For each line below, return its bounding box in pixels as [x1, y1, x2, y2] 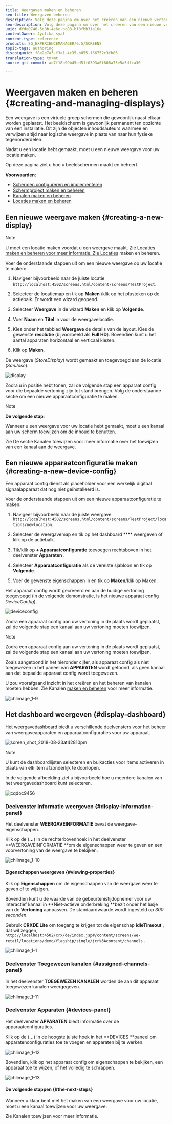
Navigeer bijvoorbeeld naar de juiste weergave [12, 511, 112, 517]
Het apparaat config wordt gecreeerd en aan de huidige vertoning [5, 587, 144, 593]
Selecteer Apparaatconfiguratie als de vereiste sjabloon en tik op [12, 562, 152, 568]
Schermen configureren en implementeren [12, 182, 102, 188]
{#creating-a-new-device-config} [5, 467, 117, 476]
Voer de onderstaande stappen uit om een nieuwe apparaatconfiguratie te [5, 496, 162, 502]
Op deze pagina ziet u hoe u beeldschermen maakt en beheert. [5, 162, 139, 168]
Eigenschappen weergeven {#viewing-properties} [5, 869, 115, 875]
